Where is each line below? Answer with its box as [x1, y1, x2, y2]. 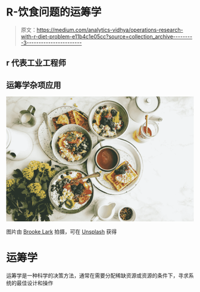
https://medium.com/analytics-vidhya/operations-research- [36, 26, 183, 33]
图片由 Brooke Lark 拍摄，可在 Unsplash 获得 [6, 228, 117, 235]
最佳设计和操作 [16, 279, 54, 286]
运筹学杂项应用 [6, 80, 61, 90]
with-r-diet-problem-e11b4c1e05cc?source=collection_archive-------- [20, 33, 192, 40]
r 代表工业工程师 [6, 58, 67, 68]
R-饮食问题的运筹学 [6, 5, 102, 19]
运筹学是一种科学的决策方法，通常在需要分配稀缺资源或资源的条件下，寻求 [6, 272, 189, 279]
